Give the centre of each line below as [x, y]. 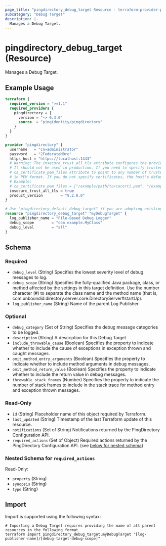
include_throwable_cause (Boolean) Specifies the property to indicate [83, 343]
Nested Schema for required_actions [50, 458]
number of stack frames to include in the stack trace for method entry [83, 385]
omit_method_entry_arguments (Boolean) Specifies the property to [79, 359]
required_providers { [32, 108]
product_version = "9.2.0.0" [47, 195]
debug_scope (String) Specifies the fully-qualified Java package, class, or [86, 283]
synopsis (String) [29, 484]
